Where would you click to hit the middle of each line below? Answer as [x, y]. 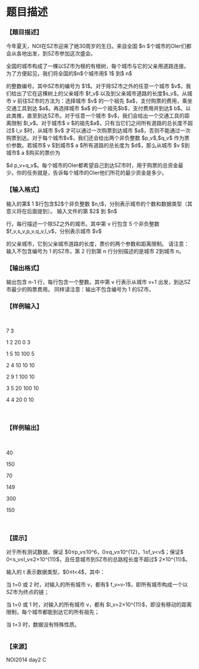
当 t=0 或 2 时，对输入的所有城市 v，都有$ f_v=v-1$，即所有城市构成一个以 [97, 584]
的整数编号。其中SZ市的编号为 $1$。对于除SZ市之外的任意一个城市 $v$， [96, 86]
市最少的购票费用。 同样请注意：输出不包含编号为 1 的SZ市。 [80, 289]
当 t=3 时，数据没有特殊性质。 [43, 624]
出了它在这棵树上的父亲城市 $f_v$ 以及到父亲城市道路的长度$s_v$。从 [102, 94]
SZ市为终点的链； [28, 592]
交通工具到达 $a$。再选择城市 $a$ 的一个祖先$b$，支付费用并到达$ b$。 [96, 108]
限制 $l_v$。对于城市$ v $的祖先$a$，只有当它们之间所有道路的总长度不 [99, 123]
